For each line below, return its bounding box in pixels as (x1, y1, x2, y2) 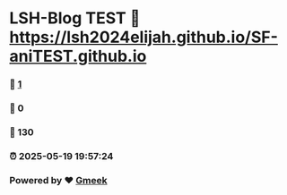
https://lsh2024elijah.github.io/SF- (9, 27, 278, 47)
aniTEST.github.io (9, 47, 147, 66)
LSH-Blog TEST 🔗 (9, 8, 141, 29)
